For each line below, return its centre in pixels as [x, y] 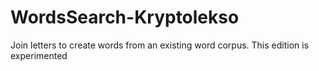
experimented [39, 55]
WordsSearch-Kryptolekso [125, 17]
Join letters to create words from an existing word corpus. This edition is [160, 45]
